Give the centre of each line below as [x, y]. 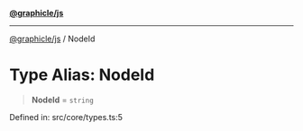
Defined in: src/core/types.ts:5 [66, 117]
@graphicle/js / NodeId [52, 39]
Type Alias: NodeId [82, 75]
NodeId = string [63, 100]
